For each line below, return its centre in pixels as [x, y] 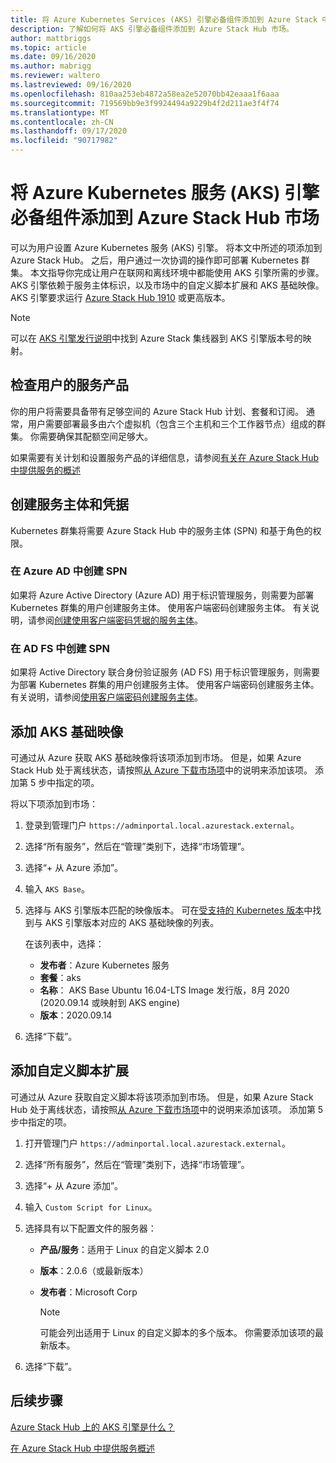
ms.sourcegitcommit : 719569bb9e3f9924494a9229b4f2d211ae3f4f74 [145, 103]
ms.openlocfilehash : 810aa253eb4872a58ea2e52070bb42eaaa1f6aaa [145, 94]
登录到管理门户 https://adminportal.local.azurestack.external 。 [162, 825]
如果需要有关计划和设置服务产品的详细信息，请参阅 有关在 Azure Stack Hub [165, 457]
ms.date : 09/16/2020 [53, 57]
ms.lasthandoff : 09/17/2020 [69, 131]
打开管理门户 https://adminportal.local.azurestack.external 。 [157, 1143]
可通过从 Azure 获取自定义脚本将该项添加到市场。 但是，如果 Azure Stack [162, 1097]
